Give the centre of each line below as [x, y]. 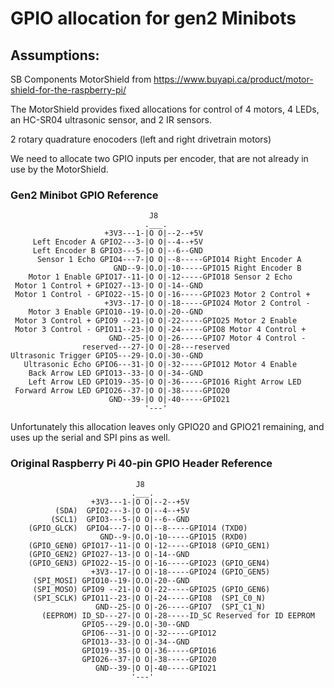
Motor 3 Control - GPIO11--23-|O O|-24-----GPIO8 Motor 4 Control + [160, 330]
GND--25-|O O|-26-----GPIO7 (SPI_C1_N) [181, 607]
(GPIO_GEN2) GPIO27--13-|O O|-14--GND [109, 554]
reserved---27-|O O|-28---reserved [155, 347]
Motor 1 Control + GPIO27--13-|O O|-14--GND [108, 286]
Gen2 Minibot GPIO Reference [84, 195]
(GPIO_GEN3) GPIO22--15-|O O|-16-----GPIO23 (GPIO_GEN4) [149, 563]
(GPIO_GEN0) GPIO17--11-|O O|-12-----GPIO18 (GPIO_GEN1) [149, 545]
